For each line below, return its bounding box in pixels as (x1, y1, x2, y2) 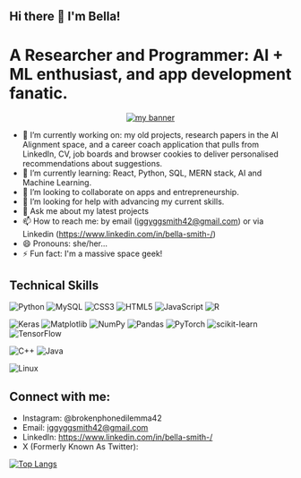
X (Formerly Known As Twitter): (21, 440, 139, 452)
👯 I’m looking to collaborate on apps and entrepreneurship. (21, 187, 239, 198)
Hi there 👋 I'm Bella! (9, 9, 121, 24)
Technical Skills (9, 277, 99, 293)
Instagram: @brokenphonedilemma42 (21, 413, 163, 423)
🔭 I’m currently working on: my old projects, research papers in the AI (21, 130, 279, 141)
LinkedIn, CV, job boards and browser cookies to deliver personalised (21, 149, 279, 159)
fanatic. (9, 82, 69, 103)
